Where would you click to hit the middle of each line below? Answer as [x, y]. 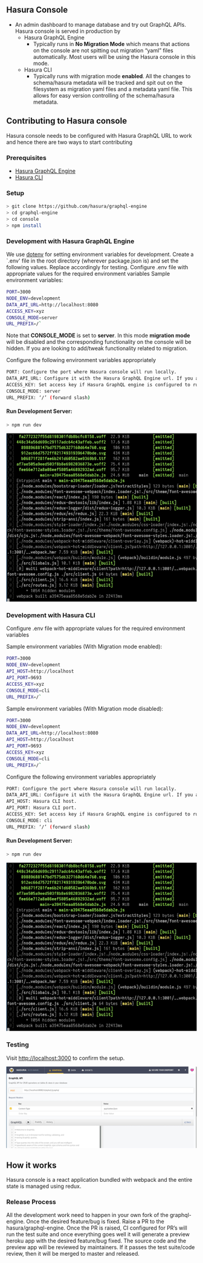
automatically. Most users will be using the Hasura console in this [114, 56]
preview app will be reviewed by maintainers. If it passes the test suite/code [101, 1247]
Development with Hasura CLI [51, 615]
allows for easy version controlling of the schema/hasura [104, 95]
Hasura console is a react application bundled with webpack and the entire [99, 1179]
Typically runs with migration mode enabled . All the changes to [112, 76]
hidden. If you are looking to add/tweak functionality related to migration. [97, 349]
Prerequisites [26, 158]
